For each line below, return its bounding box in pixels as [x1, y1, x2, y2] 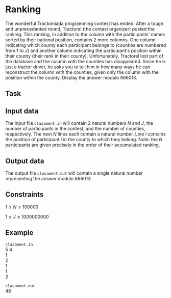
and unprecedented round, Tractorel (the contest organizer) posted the [5, 25, 155, 32]
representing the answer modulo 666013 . [5, 175, 92, 181]
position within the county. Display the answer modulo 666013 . [5, 74, 138, 80]
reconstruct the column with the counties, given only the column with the [5, 69, 159, 75]
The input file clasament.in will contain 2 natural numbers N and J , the [5, 120, 153, 126]
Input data [5, 106, 39, 115]
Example [5, 228, 34, 237]
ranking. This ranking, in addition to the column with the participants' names [5, 31, 165, 37]
